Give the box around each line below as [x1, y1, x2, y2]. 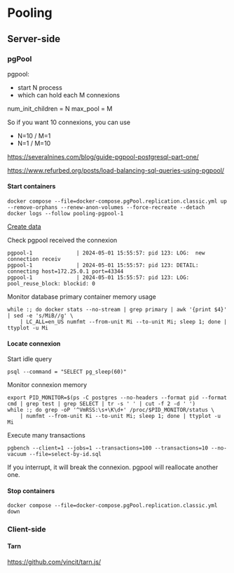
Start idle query [7, 355, 53, 363]
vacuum [7, 451, 27, 458]
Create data [7, 222, 41, 231]
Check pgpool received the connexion [7, 236, 118, 245]
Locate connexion [7, 339, 61, 348]
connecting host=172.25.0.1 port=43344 [7, 268, 124, 275]
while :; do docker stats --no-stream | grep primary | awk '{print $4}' [7, 306, 228, 314]
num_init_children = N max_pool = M [7, 104, 113, 113]
